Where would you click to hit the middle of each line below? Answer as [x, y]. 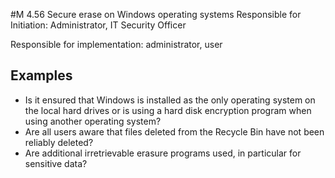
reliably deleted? [59, 142]
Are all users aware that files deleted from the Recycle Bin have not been [174, 131]
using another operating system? [93, 121]
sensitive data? [56, 163]
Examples [41, 75]
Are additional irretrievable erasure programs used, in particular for [163, 153]
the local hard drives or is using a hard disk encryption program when [168, 110]
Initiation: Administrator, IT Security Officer [98, 25]
